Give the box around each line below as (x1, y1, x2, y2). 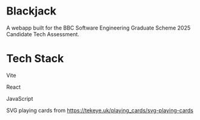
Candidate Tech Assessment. (6, 30, 80, 37)
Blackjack (6, 4, 56, 18)
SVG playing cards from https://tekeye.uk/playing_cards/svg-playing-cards (6, 107, 194, 114)
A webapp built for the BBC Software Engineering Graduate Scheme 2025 (6, 24, 191, 31)
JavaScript (6, 95, 33, 102)
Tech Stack (6, 52, 64, 66)
